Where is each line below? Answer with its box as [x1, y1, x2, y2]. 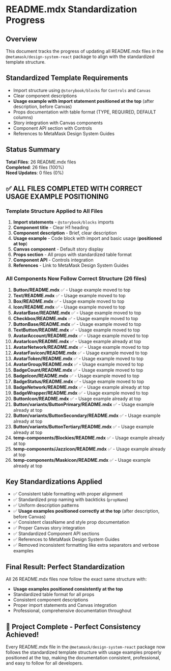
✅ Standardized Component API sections [13, 530, 100, 537]
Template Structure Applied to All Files [6, 207, 103, 214]
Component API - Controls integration [13, 257, 94, 263]
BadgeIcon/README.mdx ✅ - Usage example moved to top [13, 373, 139, 379]
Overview [6, 35, 38, 43]
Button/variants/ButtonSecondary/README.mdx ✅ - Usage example [13, 412, 161, 418]
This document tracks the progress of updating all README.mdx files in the [6, 48, 164, 54]
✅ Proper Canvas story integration [13, 525, 85, 531]
